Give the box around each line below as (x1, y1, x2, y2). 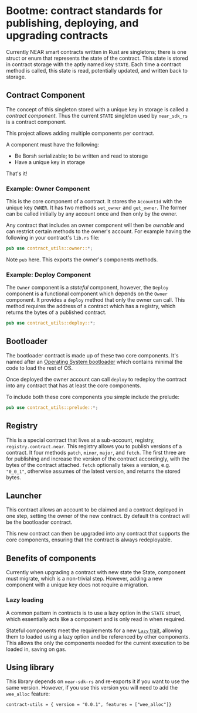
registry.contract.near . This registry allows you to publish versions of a (6, 442, 182, 449)
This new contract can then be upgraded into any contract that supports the (6, 530, 190, 537)
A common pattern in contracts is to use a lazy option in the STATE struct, (6, 609, 182, 616)
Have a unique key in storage (14, 158, 86, 165)
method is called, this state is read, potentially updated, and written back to (6, 67, 188, 74)
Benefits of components (6, 553, 97, 563)
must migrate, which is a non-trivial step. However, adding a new (6, 575, 163, 582)
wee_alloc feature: (6, 690, 50, 698)
